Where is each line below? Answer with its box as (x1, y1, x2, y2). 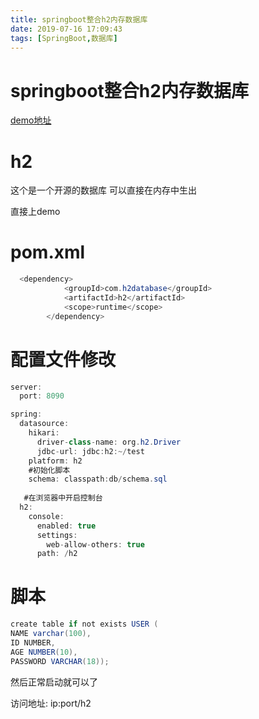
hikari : (28, 428, 60, 438)
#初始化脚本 (28, 465, 71, 475)
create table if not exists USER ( (10, 619, 159, 630)
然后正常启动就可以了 (10, 676, 98, 688)
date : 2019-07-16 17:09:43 (10, 24, 123, 34)
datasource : (19, 419, 70, 429)
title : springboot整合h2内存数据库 (10, 14, 148, 25)
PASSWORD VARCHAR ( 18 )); (10, 656, 110, 666)
